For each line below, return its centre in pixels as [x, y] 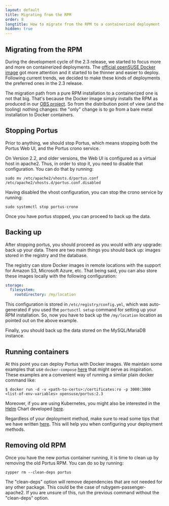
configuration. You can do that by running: [49, 169]
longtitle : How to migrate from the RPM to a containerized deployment [82, 24]
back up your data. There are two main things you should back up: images [83, 250]
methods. [15, 429]
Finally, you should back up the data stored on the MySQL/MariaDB [76, 330]
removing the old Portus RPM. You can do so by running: [64, 463]
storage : [14, 285]
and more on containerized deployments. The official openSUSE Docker [80, 67]
